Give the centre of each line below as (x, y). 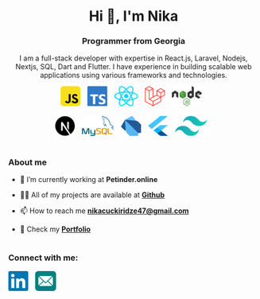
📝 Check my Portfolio (55, 229)
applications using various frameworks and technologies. (134, 76)
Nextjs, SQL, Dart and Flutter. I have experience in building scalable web (134, 67)
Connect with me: (43, 258)
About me (28, 162)
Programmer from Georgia (134, 41)
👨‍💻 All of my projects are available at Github (92, 195)
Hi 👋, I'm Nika (134, 16)
